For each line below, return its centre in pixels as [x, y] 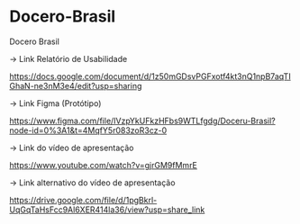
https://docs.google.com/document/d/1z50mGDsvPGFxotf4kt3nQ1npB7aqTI [150, 76]
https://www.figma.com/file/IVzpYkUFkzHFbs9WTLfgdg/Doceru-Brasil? [143, 121]
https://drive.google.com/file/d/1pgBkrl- [83, 200]
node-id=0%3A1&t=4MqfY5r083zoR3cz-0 [88, 130]
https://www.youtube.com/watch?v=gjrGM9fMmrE [104, 165]
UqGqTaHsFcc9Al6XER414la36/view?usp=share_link [107, 210]
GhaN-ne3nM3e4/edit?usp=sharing [76, 85]
